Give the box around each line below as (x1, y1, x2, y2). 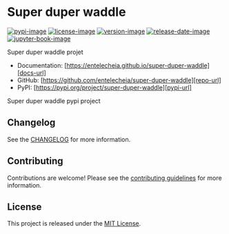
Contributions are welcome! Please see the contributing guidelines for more (7, 174, 222, 182)
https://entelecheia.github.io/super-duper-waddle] (66, 61, 210, 69)
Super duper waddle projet (7, 48, 84, 56)
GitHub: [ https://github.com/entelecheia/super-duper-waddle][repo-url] (17, 75, 222, 84)
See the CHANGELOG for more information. (7, 135, 131, 143)
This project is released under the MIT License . (7, 219, 141, 228)
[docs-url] (17, 69, 46, 77)
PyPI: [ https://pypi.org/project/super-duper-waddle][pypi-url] (17, 83, 192, 91)
